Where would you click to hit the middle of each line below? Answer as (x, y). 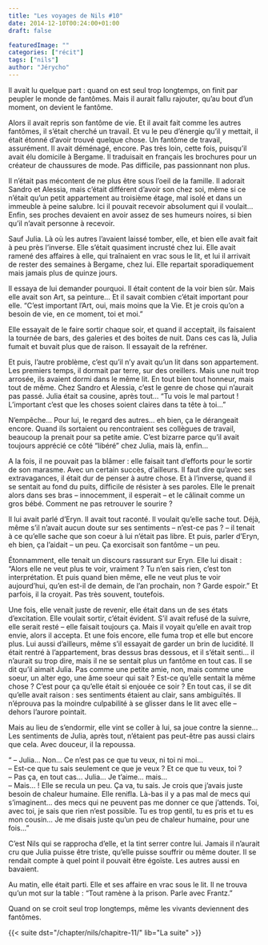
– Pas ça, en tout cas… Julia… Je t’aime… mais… (88, 777)
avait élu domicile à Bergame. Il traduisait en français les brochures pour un (133, 156)
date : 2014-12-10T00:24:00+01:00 (64, 23)
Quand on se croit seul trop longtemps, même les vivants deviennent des (129, 908)
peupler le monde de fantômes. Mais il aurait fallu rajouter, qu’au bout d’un (131, 99)
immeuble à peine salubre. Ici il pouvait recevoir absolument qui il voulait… (131, 206)
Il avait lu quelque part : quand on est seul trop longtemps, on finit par (123, 90)
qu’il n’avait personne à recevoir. (62, 223)
